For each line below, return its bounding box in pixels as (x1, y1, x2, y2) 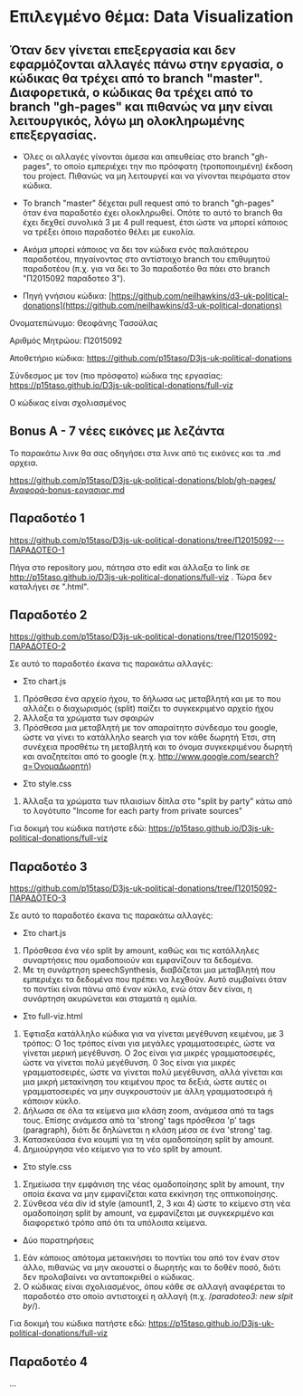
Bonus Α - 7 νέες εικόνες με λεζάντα (9, 424, 225, 439)
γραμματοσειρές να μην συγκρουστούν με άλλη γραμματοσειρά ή (22, 1086, 273, 1097)
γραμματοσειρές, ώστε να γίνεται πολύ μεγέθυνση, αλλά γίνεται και (22, 1066, 283, 1078)
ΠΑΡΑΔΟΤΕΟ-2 (9, 641, 66, 652)
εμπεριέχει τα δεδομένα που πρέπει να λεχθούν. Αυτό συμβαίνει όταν (22, 974, 288, 985)
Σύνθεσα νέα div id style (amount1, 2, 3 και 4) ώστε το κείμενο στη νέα (22, 1198, 291, 1210)
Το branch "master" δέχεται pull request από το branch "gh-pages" (22, 197, 275, 208)
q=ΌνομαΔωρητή (22, 760, 89, 771)
